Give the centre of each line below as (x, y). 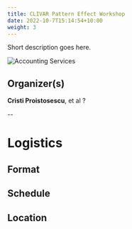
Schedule (29, 194)
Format (24, 169)
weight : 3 (22, 27)
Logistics (35, 143)
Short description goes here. (49, 48)
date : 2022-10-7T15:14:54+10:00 (55, 21)
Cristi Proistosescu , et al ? (47, 101)
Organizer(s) (36, 84)
